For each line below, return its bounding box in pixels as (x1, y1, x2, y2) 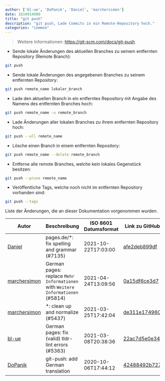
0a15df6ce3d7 (123, 278, 159, 284)
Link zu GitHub (124, 223, 161, 229)
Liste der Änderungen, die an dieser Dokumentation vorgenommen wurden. (5, 208, 158, 214)
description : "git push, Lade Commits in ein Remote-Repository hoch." (5, 21, 155, 26)
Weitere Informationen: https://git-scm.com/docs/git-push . (17, 39, 137, 45)
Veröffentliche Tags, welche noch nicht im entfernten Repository (12, 184, 142, 190)
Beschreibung (46, 223, 80, 229)
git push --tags (5, 199, 38, 204)
